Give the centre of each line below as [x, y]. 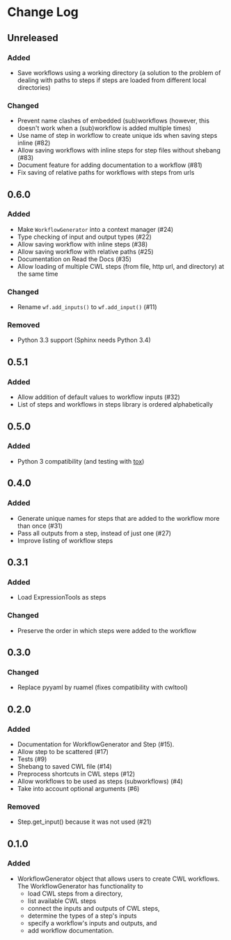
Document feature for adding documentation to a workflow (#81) [110, 165]
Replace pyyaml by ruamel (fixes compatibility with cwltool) [102, 687]
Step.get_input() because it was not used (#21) [84, 822]
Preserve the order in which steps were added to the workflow [107, 630]
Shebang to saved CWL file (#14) [65, 766]
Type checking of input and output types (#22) [84, 237]
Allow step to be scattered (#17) [63, 751]
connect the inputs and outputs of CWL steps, [94, 908]
